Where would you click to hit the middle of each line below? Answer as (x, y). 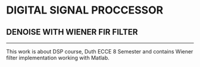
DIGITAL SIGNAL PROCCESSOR (85, 10)
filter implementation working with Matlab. (58, 58)
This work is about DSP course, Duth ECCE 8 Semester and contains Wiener (100, 51)
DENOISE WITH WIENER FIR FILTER (72, 32)
